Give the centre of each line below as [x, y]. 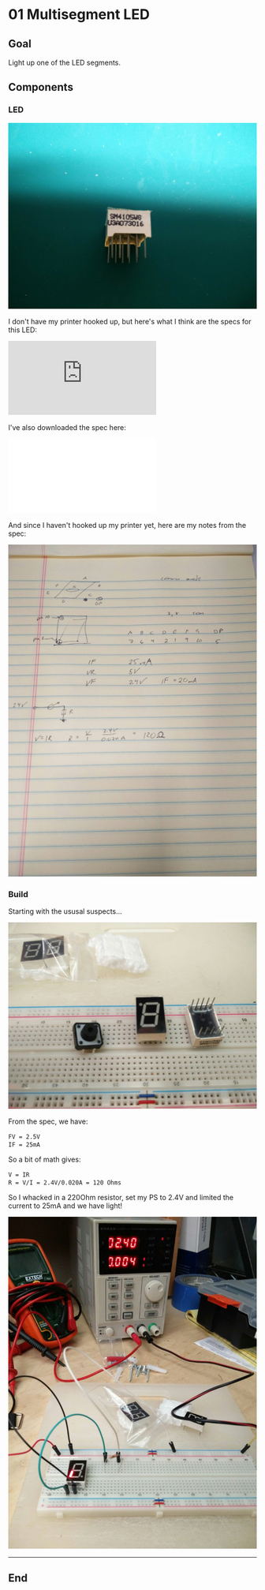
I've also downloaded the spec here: [67, 428]
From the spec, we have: [48, 1121]
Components [41, 87]
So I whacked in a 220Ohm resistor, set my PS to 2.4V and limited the [121, 1197]
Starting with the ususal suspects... [65, 911]
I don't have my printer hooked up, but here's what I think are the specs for [130, 322]
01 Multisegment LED [79, 15]
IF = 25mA [24, 1145]
